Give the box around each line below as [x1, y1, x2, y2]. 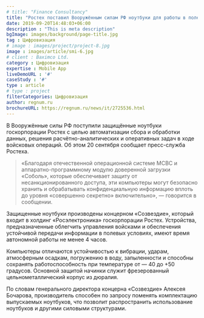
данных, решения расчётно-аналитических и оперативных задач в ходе [6, 134, 194, 142]
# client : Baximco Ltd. [6, 54, 69, 60]
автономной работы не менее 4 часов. [6, 235, 107, 243]
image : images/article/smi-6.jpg [6, 49, 94, 55]
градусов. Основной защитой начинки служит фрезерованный [6, 267, 169, 274]
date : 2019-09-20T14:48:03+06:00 [6, 20, 91, 26]
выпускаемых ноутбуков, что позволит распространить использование [6, 298, 193, 305]
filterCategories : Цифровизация [6, 94, 88, 100]
